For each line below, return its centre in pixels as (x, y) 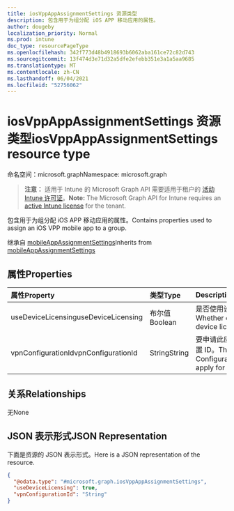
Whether (210, 318)
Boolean (163, 322)
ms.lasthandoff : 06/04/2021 (48, 78)
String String (169, 353)
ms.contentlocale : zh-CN (43, 72)
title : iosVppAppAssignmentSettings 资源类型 (72, 14)
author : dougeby (31, 26)
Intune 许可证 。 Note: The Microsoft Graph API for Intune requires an (123, 198)
